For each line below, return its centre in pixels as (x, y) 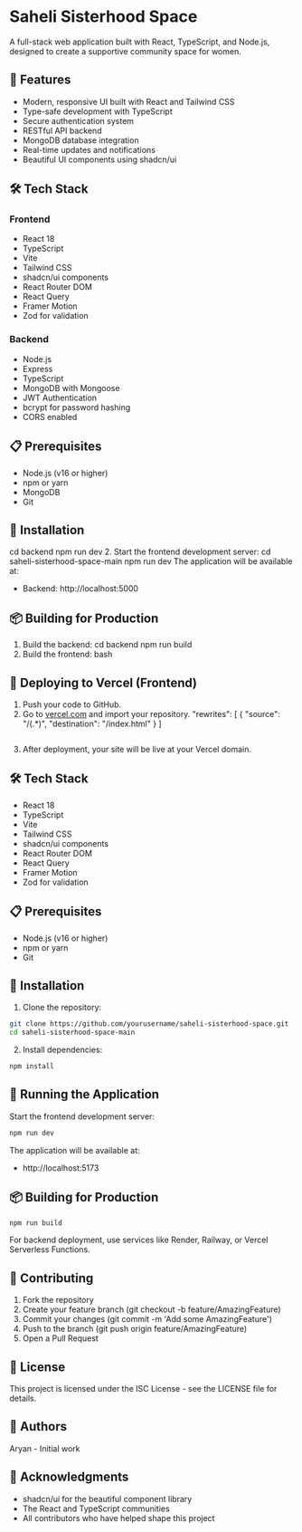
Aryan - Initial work (45, 1448)
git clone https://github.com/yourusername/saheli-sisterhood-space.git (149, 1024)
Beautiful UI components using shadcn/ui (99, 159)
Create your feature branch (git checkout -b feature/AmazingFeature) (152, 1309)
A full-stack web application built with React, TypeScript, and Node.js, (140, 42)
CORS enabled (50, 417)
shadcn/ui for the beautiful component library (107, 1498)
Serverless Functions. (50, 1250)
